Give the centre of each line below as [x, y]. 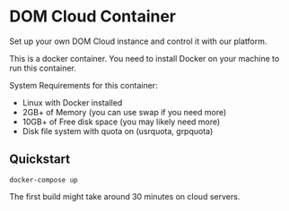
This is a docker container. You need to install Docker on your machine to [144, 58]
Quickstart [40, 160]
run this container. [43, 68]
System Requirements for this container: [84, 85]
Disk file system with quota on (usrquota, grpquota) [118, 131]
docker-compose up [44, 180]
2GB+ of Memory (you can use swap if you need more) [124, 112]
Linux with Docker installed [72, 102]
